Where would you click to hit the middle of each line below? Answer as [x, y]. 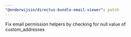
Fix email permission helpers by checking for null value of [65, 24]
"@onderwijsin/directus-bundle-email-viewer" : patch [62, 10]
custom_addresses [25, 29]
